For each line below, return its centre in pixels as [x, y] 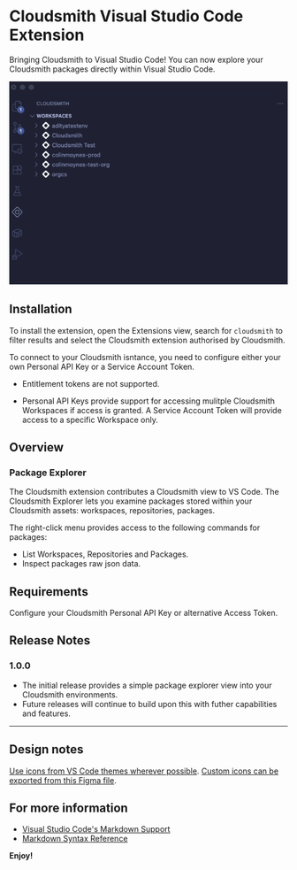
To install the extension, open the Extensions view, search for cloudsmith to [146, 330]
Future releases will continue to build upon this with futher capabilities [149, 704]
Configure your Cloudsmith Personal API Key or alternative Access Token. [144, 613]
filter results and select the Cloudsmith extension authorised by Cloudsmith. [147, 340]
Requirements [49, 592]
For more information [69, 808]
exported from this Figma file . [63, 780]
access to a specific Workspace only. [90, 420]
